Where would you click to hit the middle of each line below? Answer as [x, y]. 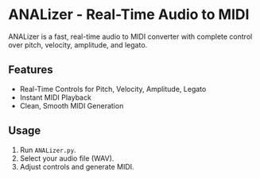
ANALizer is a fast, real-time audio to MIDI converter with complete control [130, 36]
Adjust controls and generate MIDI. [77, 166]
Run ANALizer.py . [48, 150]
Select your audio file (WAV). [67, 158]
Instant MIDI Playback [55, 97]
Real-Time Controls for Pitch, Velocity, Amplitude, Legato [113, 89]
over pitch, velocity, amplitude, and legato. [78, 44]
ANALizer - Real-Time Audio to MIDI [129, 15]
